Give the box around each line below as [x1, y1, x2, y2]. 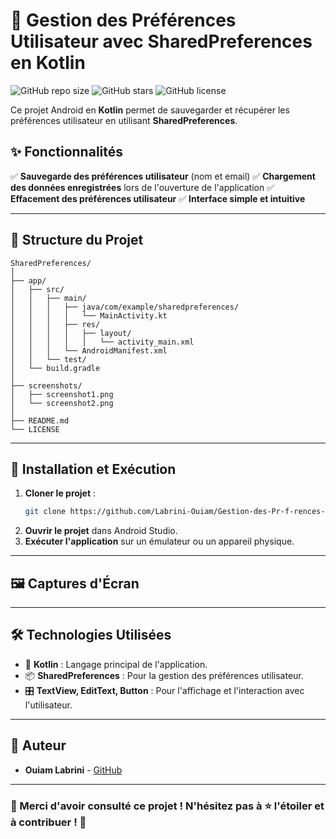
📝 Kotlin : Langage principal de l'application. [24, 658, 208, 670]
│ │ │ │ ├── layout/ [10, 328, 132, 338]
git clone [24, 507, 67, 517]
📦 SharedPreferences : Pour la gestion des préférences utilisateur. [24, 669, 304, 681]
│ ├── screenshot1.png [10, 389, 114, 399]
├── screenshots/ [10, 380, 83, 391]
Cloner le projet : [24, 487, 97, 499]
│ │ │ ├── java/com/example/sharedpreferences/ [10, 302, 240, 312]
